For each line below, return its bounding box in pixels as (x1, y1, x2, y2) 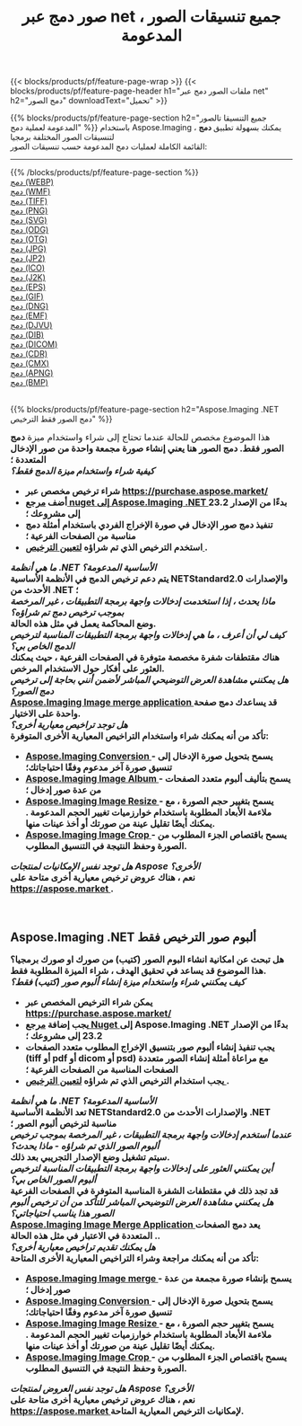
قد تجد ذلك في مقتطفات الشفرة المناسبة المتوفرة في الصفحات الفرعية (10, 1184, 279, 1197)
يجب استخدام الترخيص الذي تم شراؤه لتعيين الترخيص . (25, 1075, 229, 1086)
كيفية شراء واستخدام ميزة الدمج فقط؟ (10, 465, 155, 477)
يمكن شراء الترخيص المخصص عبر (25, 996, 153, 1008)
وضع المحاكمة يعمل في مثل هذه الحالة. (10, 617, 157, 630)
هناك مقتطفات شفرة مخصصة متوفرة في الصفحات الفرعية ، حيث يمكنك (10, 651, 280, 664)
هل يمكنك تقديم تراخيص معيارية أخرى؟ (10, 1241, 156, 1253)
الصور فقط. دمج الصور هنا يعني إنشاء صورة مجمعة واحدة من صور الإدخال (10, 442, 285, 455)
